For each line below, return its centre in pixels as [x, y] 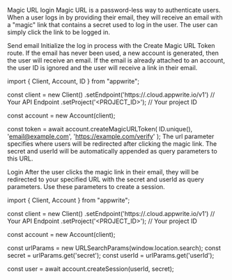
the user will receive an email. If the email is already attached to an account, [116, 60]
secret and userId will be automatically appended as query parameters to [112, 151]
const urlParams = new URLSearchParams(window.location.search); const [114, 248]
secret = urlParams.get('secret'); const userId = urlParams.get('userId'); [111, 255]
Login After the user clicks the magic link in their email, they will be [103, 172]
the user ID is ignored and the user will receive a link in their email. [102, 68]
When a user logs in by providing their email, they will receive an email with [115, 17]
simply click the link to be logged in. [59, 32]
